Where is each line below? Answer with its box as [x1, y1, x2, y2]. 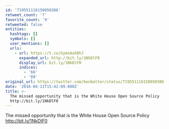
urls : [10, 46, 22, 51]
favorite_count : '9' [5, 17, 50, 22]
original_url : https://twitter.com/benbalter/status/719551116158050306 [5, 79, 164, 84]
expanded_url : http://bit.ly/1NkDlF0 [18, 55, 100, 61]
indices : [18, 65, 38, 70]
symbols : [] [10, 36, 36, 42]
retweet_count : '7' [5, 12, 47, 17]
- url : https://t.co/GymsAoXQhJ [14, 50, 84, 56]
